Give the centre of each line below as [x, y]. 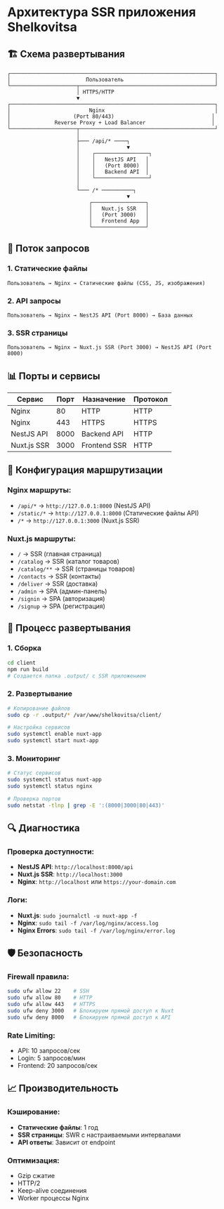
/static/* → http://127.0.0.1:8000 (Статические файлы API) [108, 513]
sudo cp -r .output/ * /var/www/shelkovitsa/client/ [84, 715]
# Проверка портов [34, 799]
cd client [22, 663]
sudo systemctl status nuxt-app [54, 780]
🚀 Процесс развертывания [69, 628]
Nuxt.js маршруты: [41, 539]
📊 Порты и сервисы [54, 376]
